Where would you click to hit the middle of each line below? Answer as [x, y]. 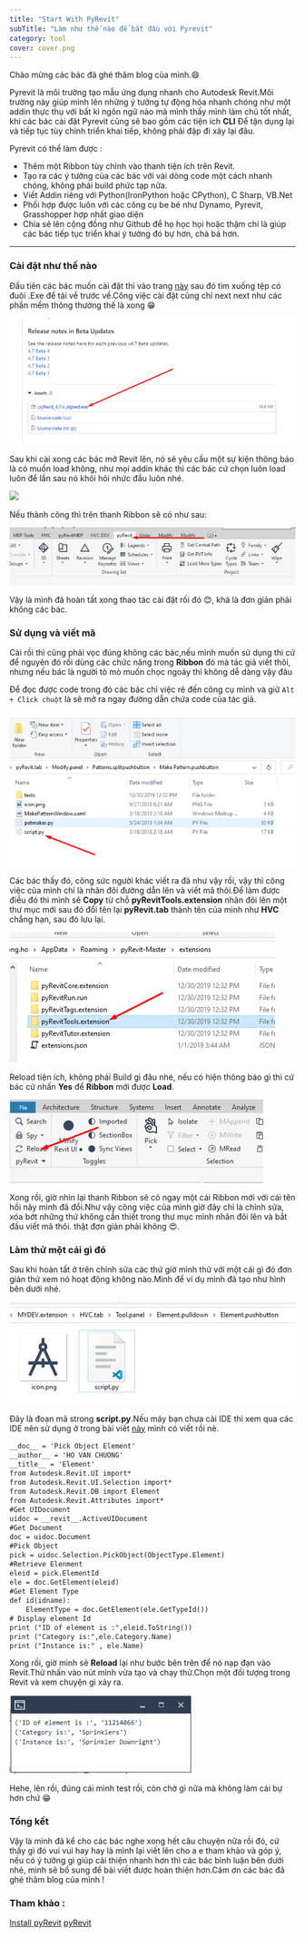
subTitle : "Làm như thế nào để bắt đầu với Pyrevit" [111, 29]
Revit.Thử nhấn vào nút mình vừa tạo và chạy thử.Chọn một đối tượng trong [150, 1672]
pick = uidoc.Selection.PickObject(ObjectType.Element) [117, 1555]
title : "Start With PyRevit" [64, 19]
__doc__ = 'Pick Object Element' [73, 1446]
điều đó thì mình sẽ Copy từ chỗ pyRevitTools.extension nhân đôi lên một [148, 900]
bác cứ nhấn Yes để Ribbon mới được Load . [92, 1087]
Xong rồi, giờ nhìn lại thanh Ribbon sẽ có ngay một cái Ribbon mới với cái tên [152, 1198]
